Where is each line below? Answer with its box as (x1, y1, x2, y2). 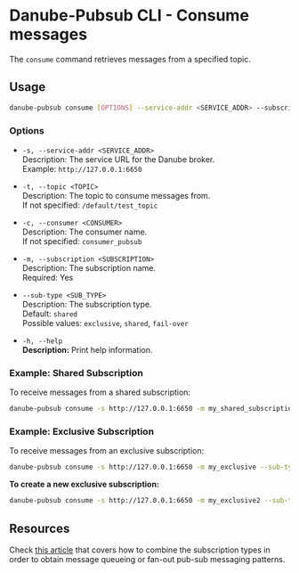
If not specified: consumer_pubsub (21, 235, 142, 246)
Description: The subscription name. (21, 262, 157, 273)
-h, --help (21, 336, 63, 346)
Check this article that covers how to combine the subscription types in (9, 544, 271, 555)
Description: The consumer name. (21, 226, 148, 237)
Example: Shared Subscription (9, 366, 144, 379)
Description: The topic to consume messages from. (21, 190, 211, 201)
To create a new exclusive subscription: (9, 479, 160, 490)
